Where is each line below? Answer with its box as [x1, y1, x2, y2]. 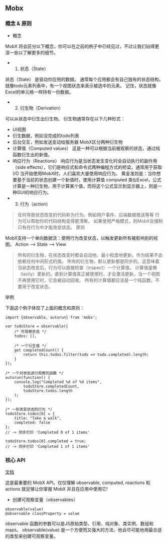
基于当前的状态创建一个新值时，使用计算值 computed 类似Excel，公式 [17, 176, 161, 183]
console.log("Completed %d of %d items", [14, 379, 102, 384]
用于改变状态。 [22, 283, 53, 289]
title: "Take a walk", [14, 416, 62, 421]
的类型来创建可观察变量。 [5, 533, 58, 539]
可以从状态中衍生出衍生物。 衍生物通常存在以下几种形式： [5, 115, 125, 121]
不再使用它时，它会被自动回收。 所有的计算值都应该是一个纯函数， [17, 277, 155, 283]
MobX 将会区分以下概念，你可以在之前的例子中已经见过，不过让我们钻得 [5, 43, 155, 49]
